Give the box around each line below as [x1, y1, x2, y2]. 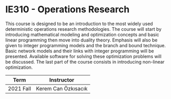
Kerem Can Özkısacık [35, 85, 88, 92]
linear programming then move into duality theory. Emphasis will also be [5, 37, 158, 43]
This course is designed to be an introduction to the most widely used [5, 21, 153, 27]
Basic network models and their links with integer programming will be [5, 48, 154, 54]
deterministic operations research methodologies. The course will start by [5, 26, 162, 32]
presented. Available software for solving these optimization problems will [5, 53, 162, 60]
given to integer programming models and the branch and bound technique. [5, 42, 166, 48]
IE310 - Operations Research [5, 4, 130, 15]
